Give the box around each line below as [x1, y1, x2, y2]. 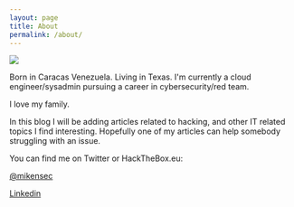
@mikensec [9, 171, 53, 182]
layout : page [9, 13, 59, 23]
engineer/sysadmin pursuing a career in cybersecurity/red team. [9, 81, 250, 92]
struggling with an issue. [9, 136, 101, 146]
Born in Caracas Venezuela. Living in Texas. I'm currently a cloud [9, 71, 251, 82]
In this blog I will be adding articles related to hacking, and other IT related [9, 117, 286, 127]
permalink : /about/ [9, 30, 83, 39]
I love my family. [9, 99, 70, 109]
